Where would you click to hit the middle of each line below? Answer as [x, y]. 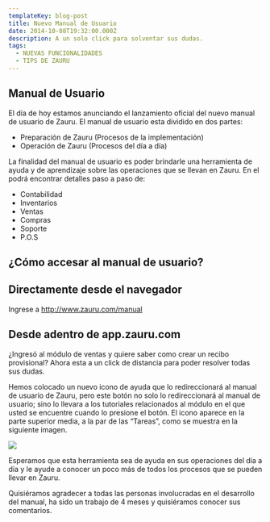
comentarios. [30, 510]
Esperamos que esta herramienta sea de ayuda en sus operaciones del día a [135, 460]
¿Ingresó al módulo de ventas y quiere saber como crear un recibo [119, 354]
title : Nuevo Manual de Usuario [62, 23]
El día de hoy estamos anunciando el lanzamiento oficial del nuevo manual [132, 113]
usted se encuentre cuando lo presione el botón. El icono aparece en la [127, 412]
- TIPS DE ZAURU [43, 61]
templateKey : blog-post [48, 16]
